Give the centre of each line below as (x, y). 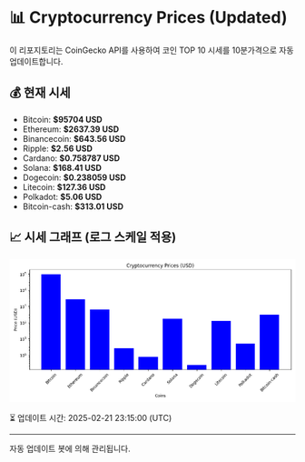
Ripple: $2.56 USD (58, 148)
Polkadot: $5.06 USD (62, 196)
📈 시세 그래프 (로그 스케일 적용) (93, 237)
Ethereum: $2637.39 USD (71, 129)
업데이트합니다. (36, 61)
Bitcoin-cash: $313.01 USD (73, 206)
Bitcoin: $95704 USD (62, 119)
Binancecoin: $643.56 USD (74, 138)
